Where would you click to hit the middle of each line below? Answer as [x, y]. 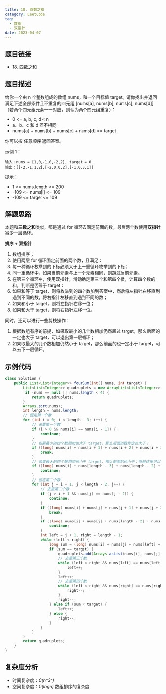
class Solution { [23, 379]
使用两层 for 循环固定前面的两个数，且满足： [58, 260]
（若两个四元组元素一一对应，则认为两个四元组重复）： [60, 109]
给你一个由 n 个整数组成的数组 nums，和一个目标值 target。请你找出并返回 [81, 97]
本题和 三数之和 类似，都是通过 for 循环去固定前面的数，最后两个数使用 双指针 [83, 227]
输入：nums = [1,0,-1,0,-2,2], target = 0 [48, 162]
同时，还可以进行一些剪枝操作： [38, 321]
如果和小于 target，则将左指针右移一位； [54, 304]
